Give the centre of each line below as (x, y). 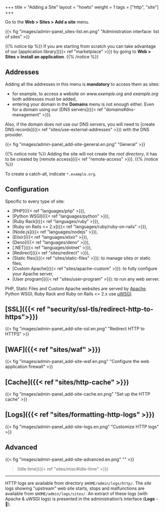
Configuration (27, 189)
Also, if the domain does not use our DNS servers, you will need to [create (80, 124)
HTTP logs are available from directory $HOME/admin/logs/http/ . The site (78, 483)
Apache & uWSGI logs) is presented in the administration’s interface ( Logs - (82, 499)
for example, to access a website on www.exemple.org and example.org (85, 94)
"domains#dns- (120, 109)
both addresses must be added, (44, 99)
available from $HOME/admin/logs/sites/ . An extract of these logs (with (76, 493)
